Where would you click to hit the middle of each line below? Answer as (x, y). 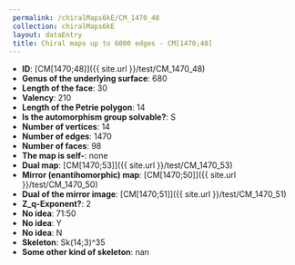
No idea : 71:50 (49, 213)
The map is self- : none (65, 156)
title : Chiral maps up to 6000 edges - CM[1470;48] (112, 43)
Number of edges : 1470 (67, 136)
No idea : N (42, 233)
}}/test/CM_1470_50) (60, 185)
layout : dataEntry (47, 34)
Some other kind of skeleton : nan (85, 252)
